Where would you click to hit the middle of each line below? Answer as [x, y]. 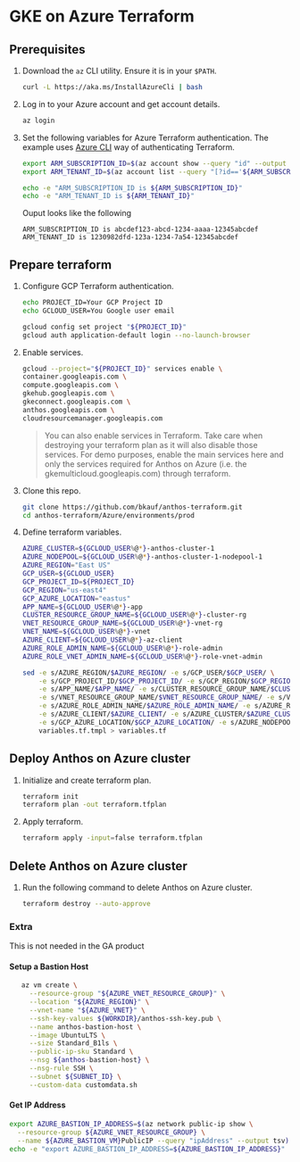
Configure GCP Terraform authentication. [98, 286]
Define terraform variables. [72, 532]
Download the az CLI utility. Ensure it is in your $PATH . [119, 71]
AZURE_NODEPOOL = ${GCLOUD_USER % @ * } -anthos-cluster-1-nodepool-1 [142, 557]
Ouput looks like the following [77, 213]
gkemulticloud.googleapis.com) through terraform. [137, 473]
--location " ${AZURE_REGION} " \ [89, 1002]
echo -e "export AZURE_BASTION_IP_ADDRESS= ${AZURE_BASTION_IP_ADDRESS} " [147, 1149]
